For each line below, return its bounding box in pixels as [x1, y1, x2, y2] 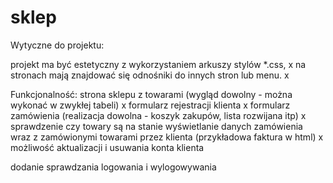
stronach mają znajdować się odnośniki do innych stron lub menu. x [10, 69, 290, 81]
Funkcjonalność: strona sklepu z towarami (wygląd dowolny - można [10, 88, 293, 100]
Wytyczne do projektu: [10, 39, 105, 51]
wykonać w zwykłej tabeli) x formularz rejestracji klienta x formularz [10, 99, 291, 111]
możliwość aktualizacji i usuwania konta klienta [10, 141, 205, 153]
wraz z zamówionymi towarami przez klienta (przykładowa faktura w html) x [10, 131, 324, 143]
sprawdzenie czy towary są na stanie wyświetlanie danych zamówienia [10, 120, 303, 132]
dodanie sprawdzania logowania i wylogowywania [10, 161, 217, 173]
